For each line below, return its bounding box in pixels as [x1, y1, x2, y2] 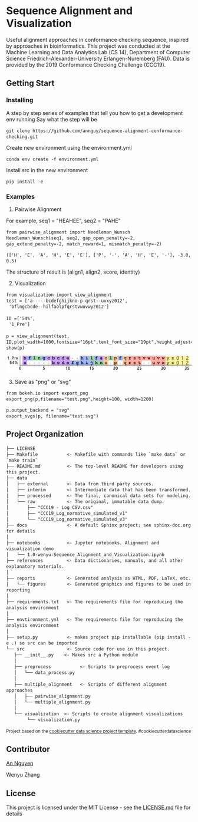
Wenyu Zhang [6, 771, 40, 778]
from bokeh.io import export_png [6, 390, 88, 396]
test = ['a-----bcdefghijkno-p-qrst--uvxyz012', [6, 298, 128, 304]
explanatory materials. [6, 563, 65, 570]
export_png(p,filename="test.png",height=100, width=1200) [6, 396, 154, 402]
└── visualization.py [27, 716, 81, 723]
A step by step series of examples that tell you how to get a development [6, 109, 183, 116]
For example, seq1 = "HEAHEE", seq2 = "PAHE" [6, 217, 121, 224]
